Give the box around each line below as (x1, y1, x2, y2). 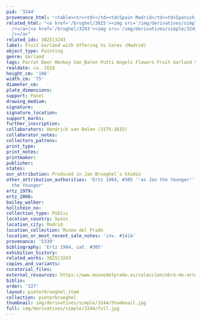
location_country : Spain (6, 216, 69, 222)
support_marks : (6, 115, 44, 121)
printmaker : (6, 154, 36, 160)
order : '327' (6, 283, 39, 289)
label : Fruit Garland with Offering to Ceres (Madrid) (6, 43, 147, 49)
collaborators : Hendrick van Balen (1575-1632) (6, 126, 128, 132)
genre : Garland (6, 54, 44, 60)
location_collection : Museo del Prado (6, 227, 103, 233)
